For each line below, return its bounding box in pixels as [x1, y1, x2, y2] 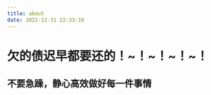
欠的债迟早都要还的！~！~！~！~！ [7, 48, 209, 64]
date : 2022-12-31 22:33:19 [7, 17, 85, 23]
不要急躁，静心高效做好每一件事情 [7, 78, 152, 89]
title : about [7, 10, 45, 17]
